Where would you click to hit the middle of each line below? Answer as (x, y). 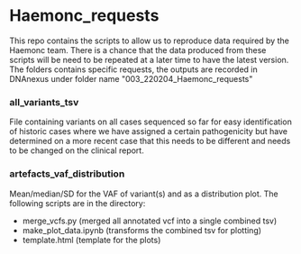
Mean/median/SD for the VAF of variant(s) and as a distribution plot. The (144, 194)
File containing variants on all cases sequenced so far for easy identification (151, 122)
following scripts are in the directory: (78, 203)
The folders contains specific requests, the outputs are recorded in (134, 69)
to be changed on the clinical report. (77, 150)
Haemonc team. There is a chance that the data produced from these (138, 50)
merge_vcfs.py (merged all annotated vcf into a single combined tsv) (150, 221)
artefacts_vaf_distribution (67, 174)
